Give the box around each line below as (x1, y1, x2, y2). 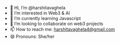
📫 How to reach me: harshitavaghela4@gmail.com (9, 26, 115, 32)
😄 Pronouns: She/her (9, 33, 55, 39)
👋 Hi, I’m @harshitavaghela (9, 5, 66, 10)
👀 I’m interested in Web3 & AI (9, 10, 70, 16)
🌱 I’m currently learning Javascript (9, 15, 81, 21)
